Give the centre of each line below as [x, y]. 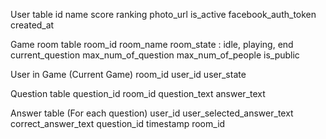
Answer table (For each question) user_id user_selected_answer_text [152, 113]
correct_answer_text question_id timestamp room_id [118, 123]
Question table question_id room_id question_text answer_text [138, 93]
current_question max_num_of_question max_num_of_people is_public [155, 55]
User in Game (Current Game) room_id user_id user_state [128, 74]
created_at [32, 25]
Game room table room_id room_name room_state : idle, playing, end [152, 44]
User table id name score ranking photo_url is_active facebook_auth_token [163, 14]
